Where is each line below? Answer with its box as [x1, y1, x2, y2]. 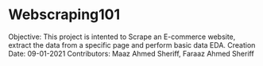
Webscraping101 [8, 6, 121, 24]
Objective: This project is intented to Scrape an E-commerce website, [8, 32, 236, 41]
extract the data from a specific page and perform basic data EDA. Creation [8, 40, 256, 49]
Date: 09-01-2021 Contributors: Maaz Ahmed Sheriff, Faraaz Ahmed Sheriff [8, 49, 254, 58]
